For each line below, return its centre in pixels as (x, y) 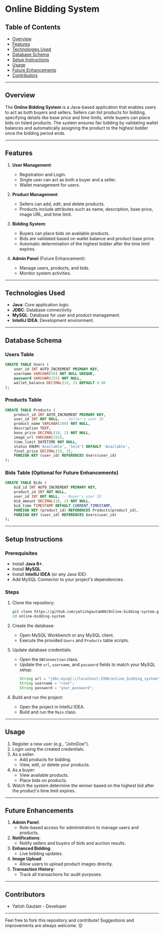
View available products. (44, 775)
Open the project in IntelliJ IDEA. (52, 707)
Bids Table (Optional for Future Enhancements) (62, 473)
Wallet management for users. (50, 185)
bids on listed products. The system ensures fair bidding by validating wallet (82, 123)
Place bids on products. (43, 780)
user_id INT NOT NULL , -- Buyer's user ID (58, 497)
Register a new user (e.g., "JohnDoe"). (51, 744)
